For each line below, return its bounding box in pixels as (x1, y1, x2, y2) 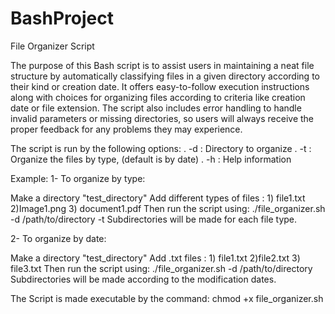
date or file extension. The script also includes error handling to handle (10, 102, 302, 114)
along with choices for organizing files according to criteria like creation (10, 91, 306, 103)
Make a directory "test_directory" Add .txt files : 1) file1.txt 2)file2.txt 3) (10, 252, 301, 264)
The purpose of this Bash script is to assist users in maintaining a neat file (10, 59, 315, 71)
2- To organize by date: (10, 232, 107, 244)
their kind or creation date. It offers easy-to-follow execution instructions (10, 80, 310, 92)
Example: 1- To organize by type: (10, 172, 146, 184)
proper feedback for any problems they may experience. (10, 123, 243, 135)
